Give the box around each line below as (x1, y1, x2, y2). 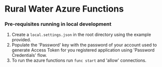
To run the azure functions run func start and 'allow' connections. (11, 57, 147, 64)
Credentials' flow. (11, 52, 47, 58)
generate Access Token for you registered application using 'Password (11, 47, 155, 53)
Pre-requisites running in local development (4, 21, 112, 28)
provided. (11, 37, 31, 43)
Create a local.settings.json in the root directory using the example (11, 32, 151, 37)
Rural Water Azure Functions (4, 3, 124, 15)
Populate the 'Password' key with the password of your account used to (11, 42, 157, 48)
